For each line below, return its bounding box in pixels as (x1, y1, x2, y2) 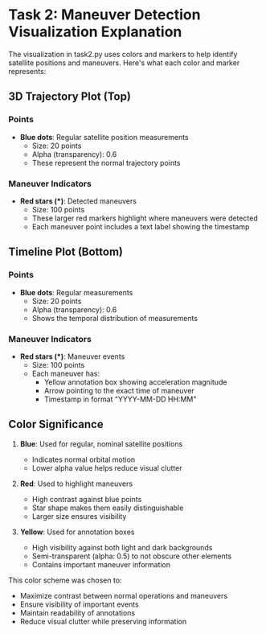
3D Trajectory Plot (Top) (8, 90, 131, 104)
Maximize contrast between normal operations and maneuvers (19, 591, 227, 600)
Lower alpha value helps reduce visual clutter (31, 463, 182, 472)
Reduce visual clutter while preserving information (19, 616, 187, 626)
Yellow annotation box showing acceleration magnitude (43, 377, 227, 387)
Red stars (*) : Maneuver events (19, 352, 125, 361)
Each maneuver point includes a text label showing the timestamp (31, 221, 250, 231)
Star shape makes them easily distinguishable (31, 503, 184, 513)
